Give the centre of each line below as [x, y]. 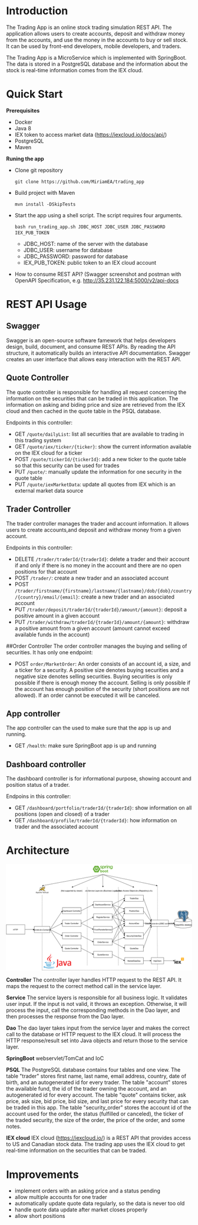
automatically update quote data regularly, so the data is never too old [100, 1204]
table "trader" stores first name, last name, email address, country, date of [96, 1076]
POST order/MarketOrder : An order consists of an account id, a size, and [103, 664]
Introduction [37, 11]
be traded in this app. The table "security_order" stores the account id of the [99, 1108]
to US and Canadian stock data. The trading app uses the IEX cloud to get [96, 1144]
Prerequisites [23, 110]
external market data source [49, 490]
